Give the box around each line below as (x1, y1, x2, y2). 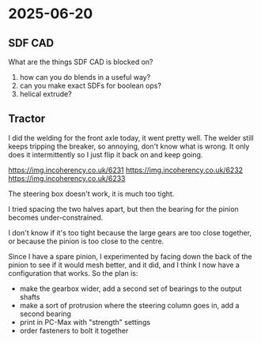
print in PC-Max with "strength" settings (19, 317, 151, 326)
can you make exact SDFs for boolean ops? (19, 81, 162, 90)
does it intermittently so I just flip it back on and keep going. (8, 149, 203, 159)
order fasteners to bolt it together (19, 326, 129, 335)
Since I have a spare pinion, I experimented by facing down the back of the (8, 251, 252, 261)
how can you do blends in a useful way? (19, 73, 151, 81)
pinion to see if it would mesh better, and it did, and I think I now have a (8, 260, 240, 269)
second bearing (19, 309, 71, 318)
